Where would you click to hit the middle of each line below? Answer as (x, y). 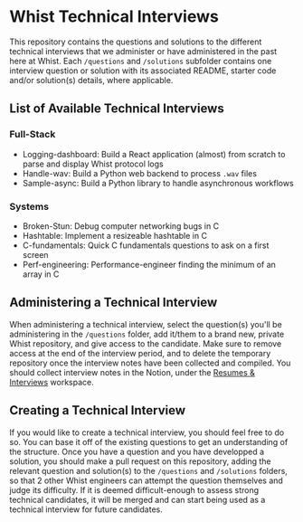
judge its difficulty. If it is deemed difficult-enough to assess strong (134, 489)
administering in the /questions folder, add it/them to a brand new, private (147, 334)
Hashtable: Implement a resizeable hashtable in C (115, 235)
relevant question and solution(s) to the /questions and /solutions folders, (148, 470)
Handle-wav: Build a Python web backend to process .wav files (140, 173)
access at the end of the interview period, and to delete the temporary (140, 353)
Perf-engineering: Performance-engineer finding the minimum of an (149, 264)
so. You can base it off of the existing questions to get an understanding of (149, 441)
